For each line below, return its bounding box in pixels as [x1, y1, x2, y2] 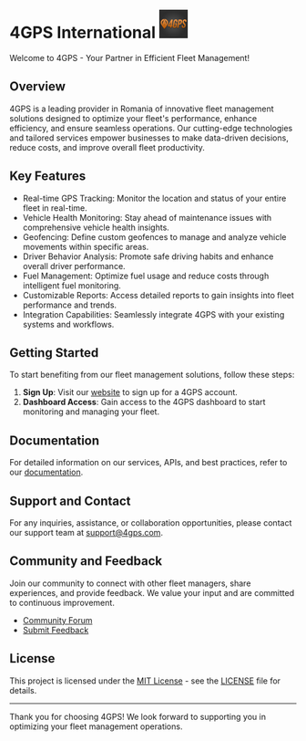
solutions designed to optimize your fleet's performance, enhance [9, 112, 258, 123]
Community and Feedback [9, 553, 162, 569]
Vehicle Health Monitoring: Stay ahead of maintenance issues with [22, 212, 272, 223]
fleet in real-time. [22, 202, 88, 214]
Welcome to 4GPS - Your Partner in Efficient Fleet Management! [9, 52, 250, 63]
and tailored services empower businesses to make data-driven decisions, [9, 132, 289, 143]
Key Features [9, 169, 87, 184]
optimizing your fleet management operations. [9, 721, 183, 732]
